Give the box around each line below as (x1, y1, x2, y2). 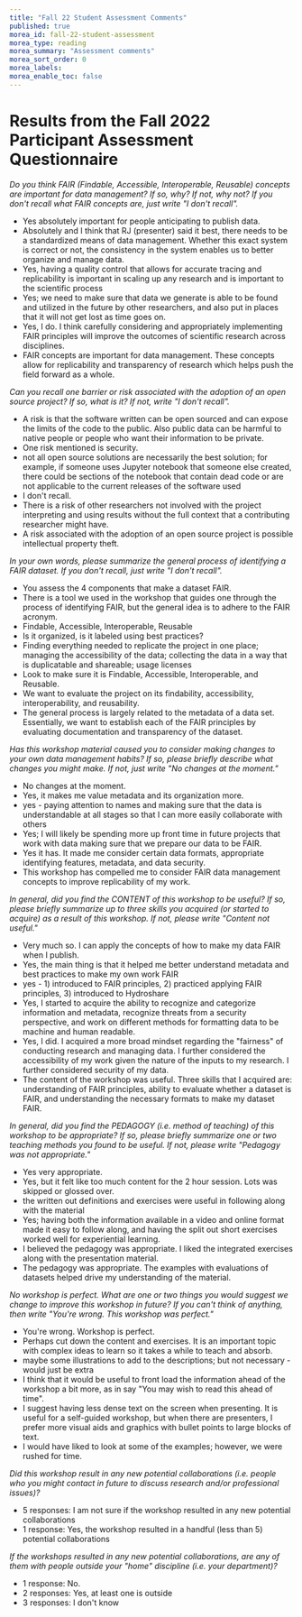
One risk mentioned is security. (22, 442, 139, 453)
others (22, 818, 47, 830)
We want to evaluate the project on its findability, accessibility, (22, 687, 254, 699)
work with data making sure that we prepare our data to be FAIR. (22, 838, 262, 849)
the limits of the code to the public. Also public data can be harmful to (22, 423, 282, 434)
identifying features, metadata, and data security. (22, 857, 206, 868)
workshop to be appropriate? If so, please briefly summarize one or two (9, 1129, 277, 1141)
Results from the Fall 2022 (9, 110, 211, 131)
